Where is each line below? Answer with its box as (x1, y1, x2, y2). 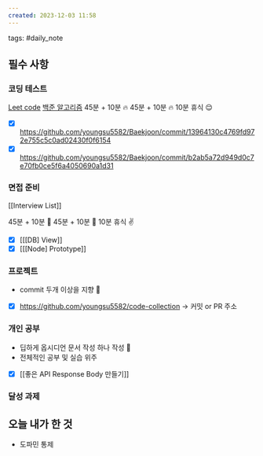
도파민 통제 (19, 439, 54, 449)
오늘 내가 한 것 (8, 417, 73, 431)
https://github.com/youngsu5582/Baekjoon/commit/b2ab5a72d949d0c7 (19, 153, 255, 162)
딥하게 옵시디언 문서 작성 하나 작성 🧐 (19, 343, 131, 352)
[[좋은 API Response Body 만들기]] (19, 369, 130, 378)
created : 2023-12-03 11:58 (8, 11, 97, 20)
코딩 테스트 (8, 83, 48, 94)
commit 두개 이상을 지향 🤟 (19, 285, 100, 295)
